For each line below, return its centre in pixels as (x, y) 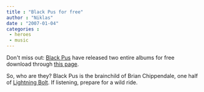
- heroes (20, 35)
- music (19, 40)
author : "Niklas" (30, 18)
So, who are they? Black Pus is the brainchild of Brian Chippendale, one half (102, 76)
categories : (23, 29)
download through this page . (43, 64)
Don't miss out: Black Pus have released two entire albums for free (90, 58)
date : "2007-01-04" (33, 23)
